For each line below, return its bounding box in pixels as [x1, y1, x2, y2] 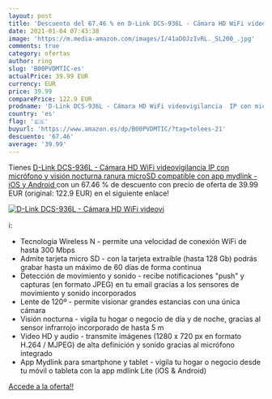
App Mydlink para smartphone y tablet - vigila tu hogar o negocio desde [19, 357, 261, 367]
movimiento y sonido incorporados [19, 288, 137, 298]
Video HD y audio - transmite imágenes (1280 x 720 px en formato [19, 331, 241, 341]
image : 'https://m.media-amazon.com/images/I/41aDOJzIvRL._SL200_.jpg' [8, 34, 255, 43]
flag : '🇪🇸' [8, 118, 49, 126]
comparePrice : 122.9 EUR [8, 95, 92, 103]
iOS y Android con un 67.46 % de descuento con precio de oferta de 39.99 [8, 179, 259, 189]
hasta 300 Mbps [19, 245, 75, 255]
